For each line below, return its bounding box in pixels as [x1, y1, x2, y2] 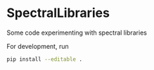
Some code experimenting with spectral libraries [6, 28, 147, 37]
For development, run [6, 42, 69, 50]
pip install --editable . [6, 55, 82, 63]
